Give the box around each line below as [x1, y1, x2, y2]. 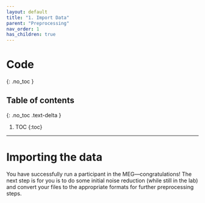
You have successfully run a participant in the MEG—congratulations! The [6, 170, 192, 177]
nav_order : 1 [6, 26, 40, 32]
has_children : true [6, 32, 56, 38]
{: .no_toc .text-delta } [6, 111, 62, 119]
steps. [6, 190, 22, 197]
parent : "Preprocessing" [6, 20, 70, 26]
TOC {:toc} [15, 123, 43, 131]
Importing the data [6, 150, 103, 164]
